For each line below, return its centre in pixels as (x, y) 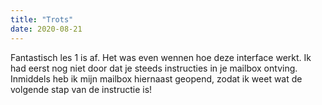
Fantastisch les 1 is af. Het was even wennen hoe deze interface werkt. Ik (161, 57)
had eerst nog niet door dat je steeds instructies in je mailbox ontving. (154, 68)
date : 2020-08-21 (46, 29)
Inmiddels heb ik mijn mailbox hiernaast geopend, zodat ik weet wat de (156, 78)
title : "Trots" (42, 19)
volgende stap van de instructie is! (81, 89)
